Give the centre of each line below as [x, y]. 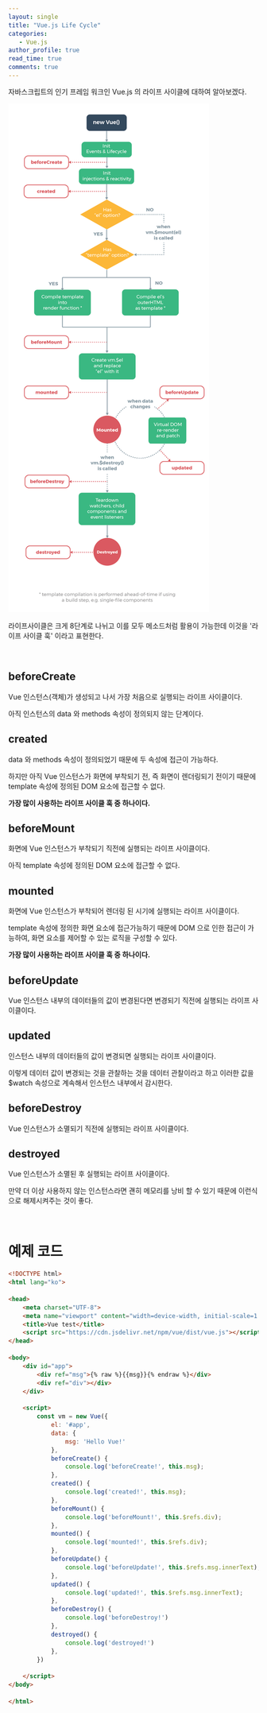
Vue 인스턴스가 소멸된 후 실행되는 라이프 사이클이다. [89, 1174]
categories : [28, 33]
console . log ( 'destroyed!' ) [110, 1643]
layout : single [33, 17]
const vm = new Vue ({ [73, 1417]
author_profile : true [44, 50]
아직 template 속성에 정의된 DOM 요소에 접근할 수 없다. [94, 866]
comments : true [33, 68]
